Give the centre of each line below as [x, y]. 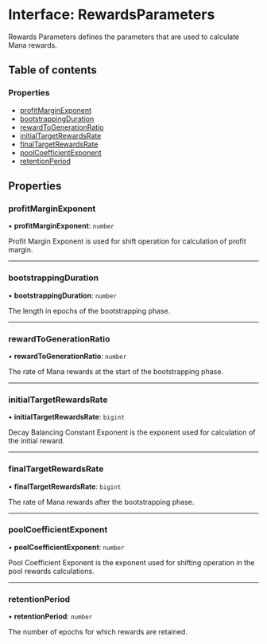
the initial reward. [37, 441]
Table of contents [52, 70]
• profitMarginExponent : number [61, 226]
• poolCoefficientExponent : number [66, 547]
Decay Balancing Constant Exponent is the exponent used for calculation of [132, 432]
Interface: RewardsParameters [112, 15]
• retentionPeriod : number [50, 617]
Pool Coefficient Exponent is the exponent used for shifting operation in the [132, 562]
